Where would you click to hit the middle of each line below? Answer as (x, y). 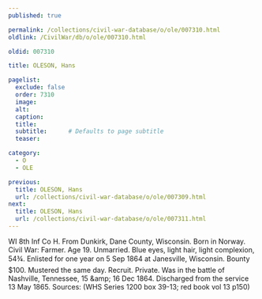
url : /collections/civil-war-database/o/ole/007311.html (111, 219)
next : (17, 204)
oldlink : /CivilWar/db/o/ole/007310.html (77, 37)
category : (24, 153)
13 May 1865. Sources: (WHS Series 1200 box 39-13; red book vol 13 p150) (129, 286)
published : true (35, 15)
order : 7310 (35, 95)
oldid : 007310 (32, 51)
